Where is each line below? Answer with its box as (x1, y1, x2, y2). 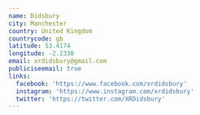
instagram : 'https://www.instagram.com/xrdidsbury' (15, 87, 195, 96)
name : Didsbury (8, 11, 60, 20)
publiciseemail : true (8, 65, 82, 73)
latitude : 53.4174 (8, 42, 71, 50)
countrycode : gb (8, 34, 63, 43)
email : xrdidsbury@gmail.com (8, 57, 107, 66)
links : (8, 72, 31, 80)
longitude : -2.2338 (8, 49, 75, 57)
